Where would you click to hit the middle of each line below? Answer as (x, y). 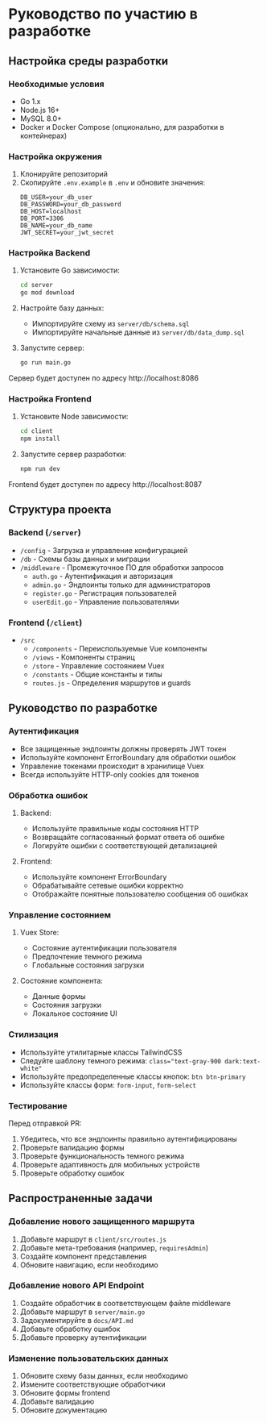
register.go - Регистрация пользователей (104, 593)
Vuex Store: (39, 933)
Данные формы (59, 997)
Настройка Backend (49, 253)
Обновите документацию (64, 1410)
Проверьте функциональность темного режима (102, 1156)
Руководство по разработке (83, 708)
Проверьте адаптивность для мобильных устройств (110, 1164)
